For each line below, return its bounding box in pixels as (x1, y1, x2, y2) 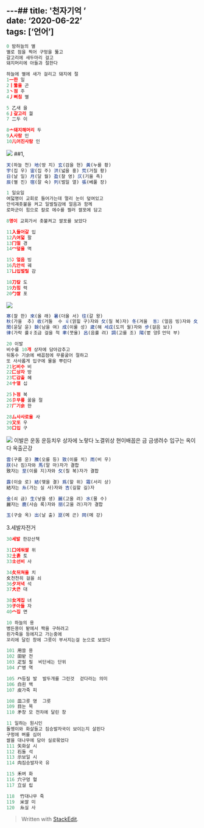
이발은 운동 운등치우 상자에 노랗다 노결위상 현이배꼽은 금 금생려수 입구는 (13, 437, 185, 444)
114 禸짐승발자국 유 (6, 760, 50, 766)
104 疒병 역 (6, 665, 33, 671)
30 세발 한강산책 (6, 536, 40, 542)
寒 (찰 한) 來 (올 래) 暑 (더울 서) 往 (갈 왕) (6, 313, 104, 319)
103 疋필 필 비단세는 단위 (6, 659, 66, 665)
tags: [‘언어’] (6, 27, 54, 37)
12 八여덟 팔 (6, 234, 32, 240)
